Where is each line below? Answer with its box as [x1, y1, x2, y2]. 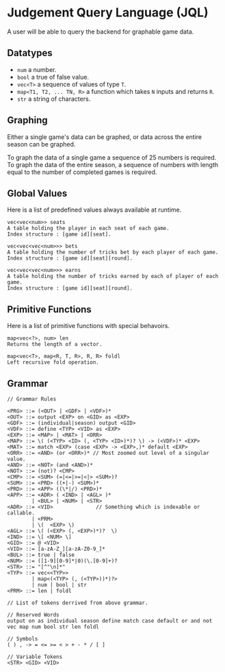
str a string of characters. [16, 95, 91, 103]
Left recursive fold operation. [7, 359, 99, 366]
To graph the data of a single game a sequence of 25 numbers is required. [7, 153, 217, 162]
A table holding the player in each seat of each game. [7, 225, 170, 232]
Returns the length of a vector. [7, 341, 103, 348]
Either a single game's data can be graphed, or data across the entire [7, 132, 202, 141]
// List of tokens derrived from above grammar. [7, 599, 148, 606]
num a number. [16, 65, 57, 73]
